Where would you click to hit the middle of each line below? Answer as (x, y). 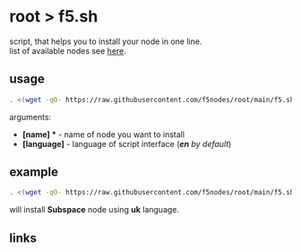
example (34, 172)
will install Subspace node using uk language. (95, 210)
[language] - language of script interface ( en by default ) (127, 143)
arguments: (30, 117)
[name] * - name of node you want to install (103, 134)
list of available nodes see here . (68, 50)
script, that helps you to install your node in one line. (106, 41)
